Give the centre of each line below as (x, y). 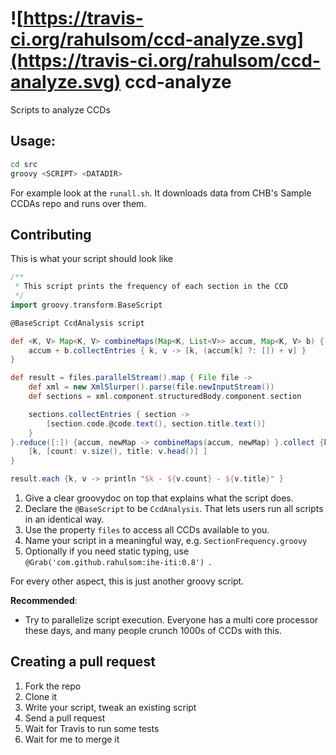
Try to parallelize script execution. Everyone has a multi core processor (171, 620)
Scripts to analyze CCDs (60, 109)
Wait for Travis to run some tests (92, 728)
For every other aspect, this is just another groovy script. (127, 581)
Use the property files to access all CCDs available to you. (147, 530)
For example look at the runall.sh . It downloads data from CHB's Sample (161, 193)
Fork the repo (53, 686)
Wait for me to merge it (72, 739)
